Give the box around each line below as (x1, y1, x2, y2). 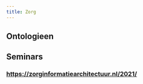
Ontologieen (6, 31, 54, 42)
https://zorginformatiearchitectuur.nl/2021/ (6, 70, 138, 79)
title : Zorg (6, 8, 36, 15)
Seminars (6, 52, 43, 62)
